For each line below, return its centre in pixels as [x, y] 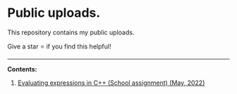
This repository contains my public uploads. [71, 32]
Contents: [22, 69]
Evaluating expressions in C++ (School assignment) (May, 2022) [111, 83]
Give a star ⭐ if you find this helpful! [59, 46]
